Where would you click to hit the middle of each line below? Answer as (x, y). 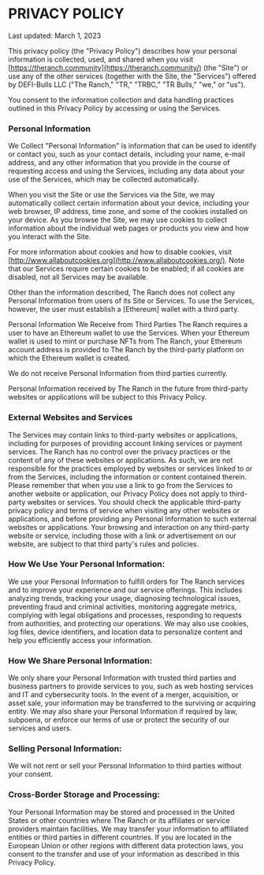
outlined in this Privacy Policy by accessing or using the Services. (115, 108)
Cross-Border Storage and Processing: (84, 794)
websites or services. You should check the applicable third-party (134, 501)
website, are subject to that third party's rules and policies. (104, 544)
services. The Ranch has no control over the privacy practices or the (119, 452)
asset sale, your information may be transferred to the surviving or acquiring (132, 703)
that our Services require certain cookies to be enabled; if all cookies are (126, 269)
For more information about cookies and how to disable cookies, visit (120, 252)
